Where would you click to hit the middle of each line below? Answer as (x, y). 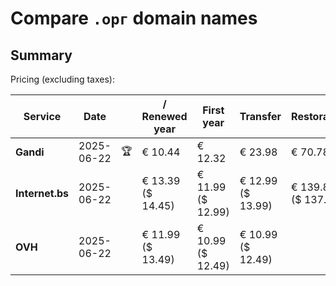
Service (42, 116)
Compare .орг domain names (134, 18)
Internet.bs (42, 193)
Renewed (164, 116)
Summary (41, 55)
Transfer (260, 116)
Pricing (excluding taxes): (63, 79)
